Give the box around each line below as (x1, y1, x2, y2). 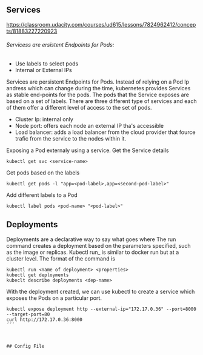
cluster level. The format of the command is (6, 254, 115, 262)
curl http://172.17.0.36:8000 (6, 316, 83, 323)
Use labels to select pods (15, 60, 79, 67)
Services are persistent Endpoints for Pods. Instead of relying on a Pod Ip (6, 78, 190, 85)
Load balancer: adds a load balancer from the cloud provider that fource (15, 128, 196, 136)
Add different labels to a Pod (6, 191, 78, 199)
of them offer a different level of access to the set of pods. (6, 104, 153, 111)
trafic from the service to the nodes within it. (15, 135, 126, 142)
